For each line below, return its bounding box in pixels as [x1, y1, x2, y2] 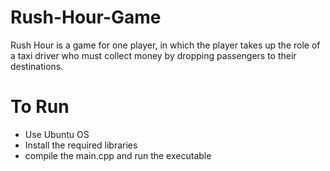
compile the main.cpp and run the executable [24, 149, 212, 161]
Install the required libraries [24, 139, 138, 151]
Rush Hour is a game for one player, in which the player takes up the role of [10, 39, 321, 51]
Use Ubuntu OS [24, 128, 90, 140]
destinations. [10, 60, 64, 72]
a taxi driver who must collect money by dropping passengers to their [10, 49, 297, 61]
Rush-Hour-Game [10, 6, 162, 29]
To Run [10, 96, 70, 118]
